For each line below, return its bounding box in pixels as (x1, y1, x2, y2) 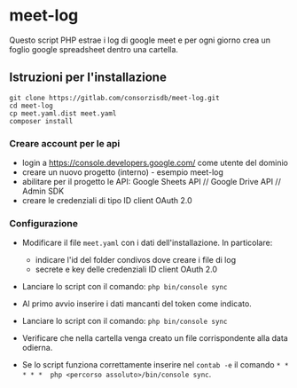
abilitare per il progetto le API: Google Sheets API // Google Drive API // (21, 177, 281, 187)
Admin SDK (21, 186, 65, 196)
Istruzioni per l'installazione (9, 70, 167, 85)
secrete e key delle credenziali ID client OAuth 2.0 (35, 264, 218, 275)
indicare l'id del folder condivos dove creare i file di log (35, 255, 237, 265)
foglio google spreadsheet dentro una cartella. (9, 44, 179, 54)
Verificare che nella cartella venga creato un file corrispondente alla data (21, 333, 288, 344)
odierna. (21, 343, 53, 353)
